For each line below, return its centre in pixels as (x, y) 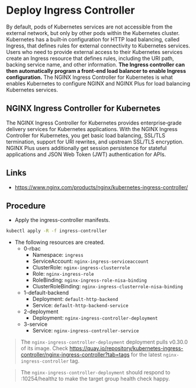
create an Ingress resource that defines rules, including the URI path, (90, 58)
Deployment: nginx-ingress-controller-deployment (95, 318)
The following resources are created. (60, 242)
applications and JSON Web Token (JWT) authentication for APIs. (86, 154)
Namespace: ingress (58, 255)
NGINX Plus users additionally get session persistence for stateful (86, 148)
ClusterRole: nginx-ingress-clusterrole (81, 268)
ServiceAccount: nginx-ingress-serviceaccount (91, 261)
